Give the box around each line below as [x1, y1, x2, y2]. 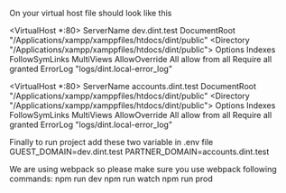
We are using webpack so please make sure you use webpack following [9, 164, 277, 174]
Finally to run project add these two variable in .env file [9, 137, 214, 147]
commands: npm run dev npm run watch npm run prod [9, 173, 214, 184]
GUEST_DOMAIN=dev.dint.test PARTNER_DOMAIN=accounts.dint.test [9, 146, 270, 157]
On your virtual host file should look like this [9, 8, 172, 18]
